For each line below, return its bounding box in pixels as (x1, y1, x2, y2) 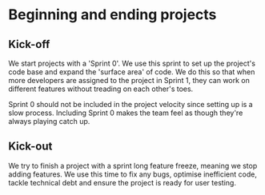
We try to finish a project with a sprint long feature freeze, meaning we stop (8, 161, 258, 170)
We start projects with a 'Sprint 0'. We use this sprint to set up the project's (8, 58, 256, 68)
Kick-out (8, 140, 53, 153)
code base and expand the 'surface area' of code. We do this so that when (8, 67, 255, 77)
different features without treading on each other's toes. (8, 84, 194, 94)
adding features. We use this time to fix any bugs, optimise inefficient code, (8, 169, 258, 179)
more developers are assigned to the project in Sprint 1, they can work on (8, 76, 251, 85)
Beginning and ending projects (8, 6, 217, 24)
